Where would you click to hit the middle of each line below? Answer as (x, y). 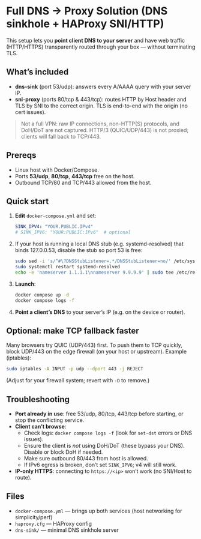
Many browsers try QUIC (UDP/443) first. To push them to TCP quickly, (94, 345)
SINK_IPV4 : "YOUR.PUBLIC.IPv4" (54, 227)
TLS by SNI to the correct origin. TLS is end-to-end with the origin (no (101, 106)
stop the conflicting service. (49, 420)
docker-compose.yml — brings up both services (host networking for (98, 511)
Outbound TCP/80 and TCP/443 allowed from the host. (83, 182)
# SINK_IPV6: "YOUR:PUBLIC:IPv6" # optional (73, 232)
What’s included (37, 72)
